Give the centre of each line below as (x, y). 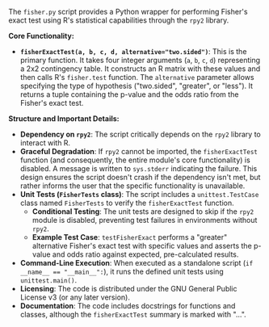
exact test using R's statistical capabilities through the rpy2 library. (119, 20)
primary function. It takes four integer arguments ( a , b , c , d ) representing (140, 60)
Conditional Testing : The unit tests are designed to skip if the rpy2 (143, 212)
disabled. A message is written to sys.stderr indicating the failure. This (139, 168)
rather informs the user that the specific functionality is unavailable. (132, 186)
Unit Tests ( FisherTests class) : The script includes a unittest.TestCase (139, 194)
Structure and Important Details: (64, 119)
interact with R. (45, 143)
